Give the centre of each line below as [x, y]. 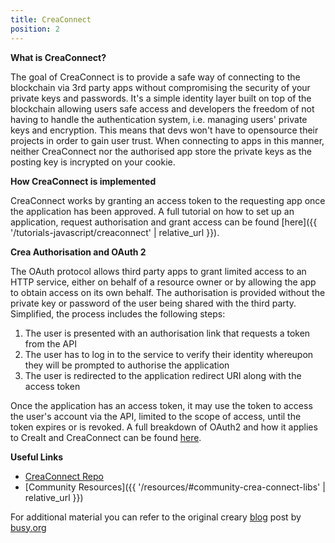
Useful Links [37, 457]
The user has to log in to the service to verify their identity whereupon [169, 354]
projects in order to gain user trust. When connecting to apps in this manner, [167, 140]
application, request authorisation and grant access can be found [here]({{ [164, 222]
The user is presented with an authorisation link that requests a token [167, 333]
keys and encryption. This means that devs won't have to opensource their [164, 130]
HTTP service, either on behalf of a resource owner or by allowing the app [163, 282]
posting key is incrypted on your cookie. [93, 162]
